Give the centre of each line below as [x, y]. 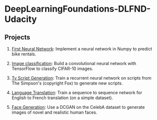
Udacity [21, 19]
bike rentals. [24, 54]
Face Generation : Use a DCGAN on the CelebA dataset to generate [78, 107]
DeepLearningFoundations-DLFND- [78, 9]
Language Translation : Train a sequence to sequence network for [77, 93]
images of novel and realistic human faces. [54, 112]
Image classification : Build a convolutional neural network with [74, 63]
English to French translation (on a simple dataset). [62, 98]
